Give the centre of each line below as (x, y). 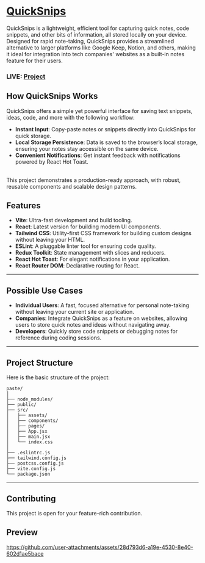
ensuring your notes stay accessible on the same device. (87, 148)
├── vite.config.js (31, 469)
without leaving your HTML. (50, 240)
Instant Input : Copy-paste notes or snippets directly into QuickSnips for (106, 129)
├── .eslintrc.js (28, 453)
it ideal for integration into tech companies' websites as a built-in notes (95, 54)
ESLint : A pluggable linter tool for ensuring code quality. (86, 246)
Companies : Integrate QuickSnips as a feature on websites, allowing (101, 318)
